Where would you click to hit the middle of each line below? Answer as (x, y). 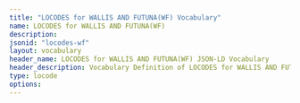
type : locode (33, 76)
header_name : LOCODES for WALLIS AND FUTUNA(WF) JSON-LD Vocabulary (139, 59)
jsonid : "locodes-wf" (50, 43)
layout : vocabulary (46, 51)
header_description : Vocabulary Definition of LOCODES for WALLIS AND (143, 68)
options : (25, 84)
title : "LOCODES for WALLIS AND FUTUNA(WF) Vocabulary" (115, 17)
